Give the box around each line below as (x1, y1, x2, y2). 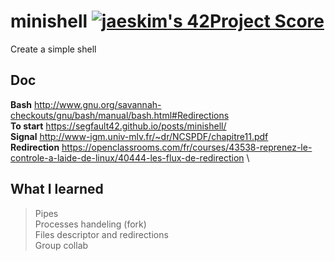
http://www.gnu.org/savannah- (33, 98, 162, 110)
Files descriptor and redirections (34, 228, 169, 240)
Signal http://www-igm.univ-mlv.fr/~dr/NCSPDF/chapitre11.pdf (10, 130, 269, 142)
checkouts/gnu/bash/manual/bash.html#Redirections (10, 109, 230, 121)
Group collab (34, 239, 89, 251)
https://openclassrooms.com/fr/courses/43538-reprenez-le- (61, 141, 313, 153)
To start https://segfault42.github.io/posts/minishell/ (10, 120, 227, 132)
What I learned (10, 181, 104, 198)
